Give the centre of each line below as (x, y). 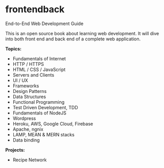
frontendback (35, 9)
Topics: (14, 49)
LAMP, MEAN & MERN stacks (44, 134)
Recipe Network (30, 160)
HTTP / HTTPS (28, 64)
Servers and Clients (33, 75)
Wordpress (24, 118)
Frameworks (26, 86)
